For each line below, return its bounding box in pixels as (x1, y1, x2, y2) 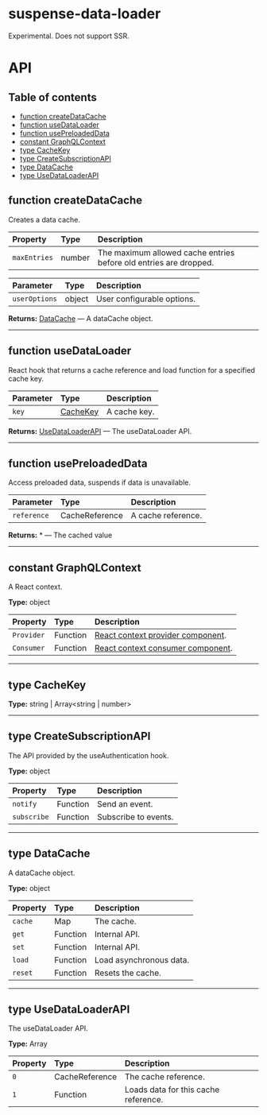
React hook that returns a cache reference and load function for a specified (8, 365, 256, 374)
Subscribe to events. (96, 811, 174, 823)
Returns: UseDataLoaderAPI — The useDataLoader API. (8, 426, 192, 436)
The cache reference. (124, 1071, 205, 1082)
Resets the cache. (94, 967, 161, 978)
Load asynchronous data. (94, 954, 190, 966)
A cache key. (106, 406, 155, 417)
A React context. (8, 582, 63, 592)
